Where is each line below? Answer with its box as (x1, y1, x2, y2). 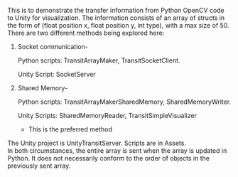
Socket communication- (17, 43, 89, 50)
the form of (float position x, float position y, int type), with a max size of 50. (7, 21, 229, 29)
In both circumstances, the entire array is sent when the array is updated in (7, 146, 227, 155)
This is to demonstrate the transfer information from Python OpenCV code (7, 6, 225, 14)
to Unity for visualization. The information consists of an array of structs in (7, 14, 225, 22)
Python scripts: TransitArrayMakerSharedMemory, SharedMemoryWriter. (17, 97, 232, 106)
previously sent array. (7, 161, 71, 170)
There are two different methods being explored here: (7, 28, 165, 37)
